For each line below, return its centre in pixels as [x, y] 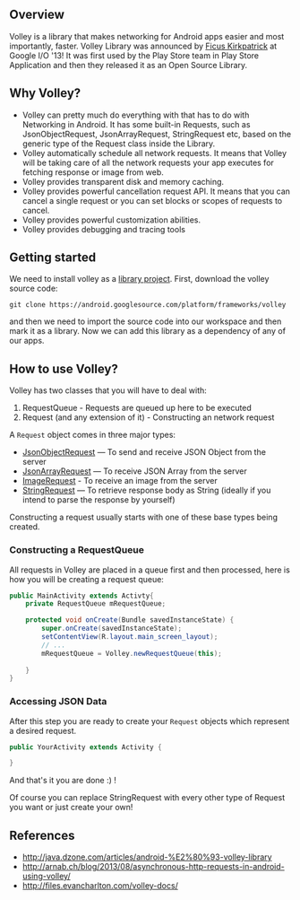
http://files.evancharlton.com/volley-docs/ [100, 886]
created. [25, 527]
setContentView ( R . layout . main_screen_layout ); [130, 637]
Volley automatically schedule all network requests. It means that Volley [154, 153]
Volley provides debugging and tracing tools [104, 229]
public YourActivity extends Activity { [86, 747]
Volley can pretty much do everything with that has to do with [136, 115]
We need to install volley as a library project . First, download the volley [139, 279]
